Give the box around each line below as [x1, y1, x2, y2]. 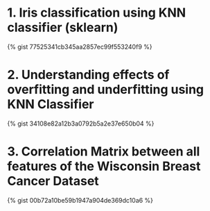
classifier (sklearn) [7, 19, 119, 35]
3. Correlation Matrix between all [7, 144, 200, 160]
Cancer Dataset [7, 174, 99, 189]
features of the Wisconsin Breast [7, 158, 201, 174]
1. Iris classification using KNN [7, 5, 186, 21]
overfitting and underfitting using [7, 82, 204, 98]
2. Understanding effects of [7, 67, 170, 83]
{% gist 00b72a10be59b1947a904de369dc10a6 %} [7, 196, 154, 204]
